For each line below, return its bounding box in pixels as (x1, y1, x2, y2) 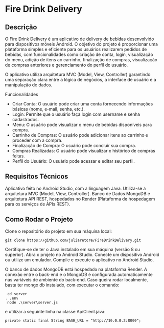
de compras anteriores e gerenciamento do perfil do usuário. (5, 62, 128, 68)
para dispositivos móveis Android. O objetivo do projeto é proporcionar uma (5, 41, 158, 47)
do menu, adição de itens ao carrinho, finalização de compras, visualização (5, 57, 158, 62)
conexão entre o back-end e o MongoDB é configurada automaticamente (5, 271, 153, 278)
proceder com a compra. (12, 137, 63, 143)
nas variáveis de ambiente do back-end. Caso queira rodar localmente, (5, 277, 148, 282)
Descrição (5, 23, 37, 31)
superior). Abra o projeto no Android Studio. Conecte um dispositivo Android (5, 252, 160, 257)
